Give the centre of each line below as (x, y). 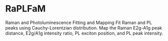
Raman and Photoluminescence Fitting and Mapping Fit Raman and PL (79, 22)
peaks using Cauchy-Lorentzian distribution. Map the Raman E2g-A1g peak (84, 27)
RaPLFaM (25, 9)
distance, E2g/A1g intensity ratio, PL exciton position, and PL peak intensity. (84, 33)
